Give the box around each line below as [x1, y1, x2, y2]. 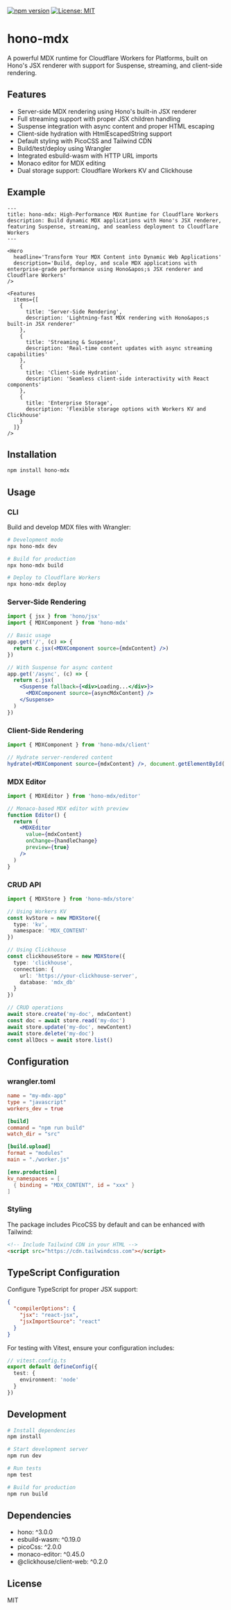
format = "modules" [7, 1150, 64, 1157]
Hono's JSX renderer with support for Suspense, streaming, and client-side [7, 61, 223, 69]
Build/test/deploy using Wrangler [17, 144, 112, 152]
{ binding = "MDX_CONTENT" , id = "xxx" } [13, 1181, 135, 1188]
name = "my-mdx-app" [7, 1092, 67, 1099]
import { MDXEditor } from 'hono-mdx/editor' [7, 792, 141, 799]
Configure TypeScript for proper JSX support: [7, 1285, 139, 1294]
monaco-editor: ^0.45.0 [17, 1550, 85, 1559]
